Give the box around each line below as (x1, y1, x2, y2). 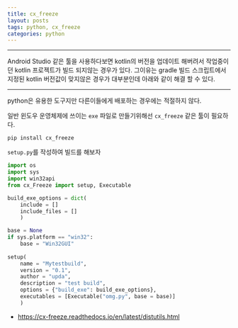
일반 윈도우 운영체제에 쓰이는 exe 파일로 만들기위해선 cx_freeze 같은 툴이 (7, 111, 210, 120)
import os (7, 162, 37, 169)
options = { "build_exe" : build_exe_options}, (20, 286, 157, 294)
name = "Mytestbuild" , (20, 260, 87, 267)
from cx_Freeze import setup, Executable (7, 181, 132, 188)
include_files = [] (20, 208, 78, 215)
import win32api (7, 175, 55, 182)
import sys (7, 169, 40, 176)
